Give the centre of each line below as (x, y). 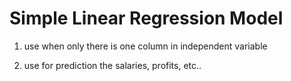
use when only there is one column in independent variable (145, 46)
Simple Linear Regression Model (146, 18)
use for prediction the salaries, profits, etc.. (112, 65)
